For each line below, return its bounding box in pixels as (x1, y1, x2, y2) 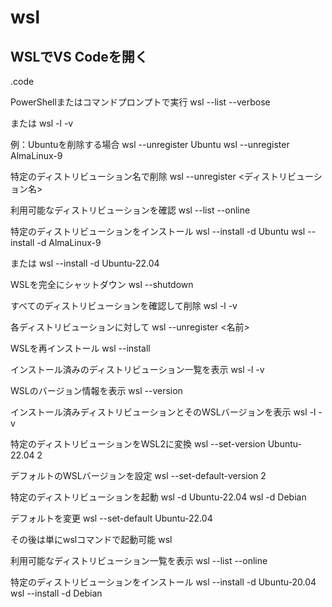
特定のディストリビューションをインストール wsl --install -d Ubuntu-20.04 (10, 576, 317, 588)
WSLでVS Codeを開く (10, 48, 148, 65)
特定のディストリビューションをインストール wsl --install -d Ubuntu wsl (10, 226, 306, 237)
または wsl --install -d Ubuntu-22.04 (10, 257, 160, 269)
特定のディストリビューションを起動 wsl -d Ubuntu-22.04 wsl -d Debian (10, 491, 307, 503)
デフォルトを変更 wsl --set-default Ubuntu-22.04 (10, 512, 213, 524)
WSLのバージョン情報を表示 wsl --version (10, 385, 183, 396)
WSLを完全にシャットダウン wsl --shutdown (10, 279, 194, 290)
